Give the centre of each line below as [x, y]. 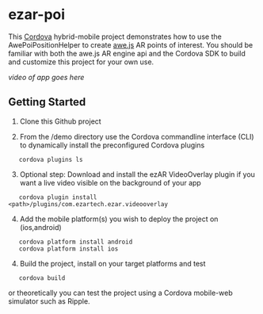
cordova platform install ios [69, 249]
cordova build [42, 278]
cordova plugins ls [51, 159]
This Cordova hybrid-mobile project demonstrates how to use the [115, 36]
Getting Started [47, 102]
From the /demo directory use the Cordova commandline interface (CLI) [137, 136]
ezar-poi [37, 15]
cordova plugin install [58, 197]
